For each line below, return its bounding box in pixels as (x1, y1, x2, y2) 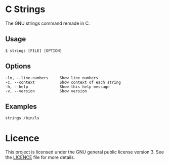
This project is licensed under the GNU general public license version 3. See (5, 149, 164, 155)
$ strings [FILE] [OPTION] (5, 48, 62, 53)
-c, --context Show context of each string (5, 80, 121, 85)
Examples (5, 102, 37, 111)
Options (5, 62, 31, 71)
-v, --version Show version (5, 88, 87, 94)
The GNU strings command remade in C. (5, 20, 90, 26)
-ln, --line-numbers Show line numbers (5, 75, 99, 80)
